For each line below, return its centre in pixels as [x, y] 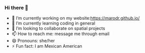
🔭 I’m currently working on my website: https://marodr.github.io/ [76, 18]
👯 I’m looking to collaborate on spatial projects [58, 28]
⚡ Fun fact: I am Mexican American [47, 46]
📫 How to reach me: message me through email [60, 34]
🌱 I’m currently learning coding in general [53, 23]
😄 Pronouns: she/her [33, 41]
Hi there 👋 [17, 8]
